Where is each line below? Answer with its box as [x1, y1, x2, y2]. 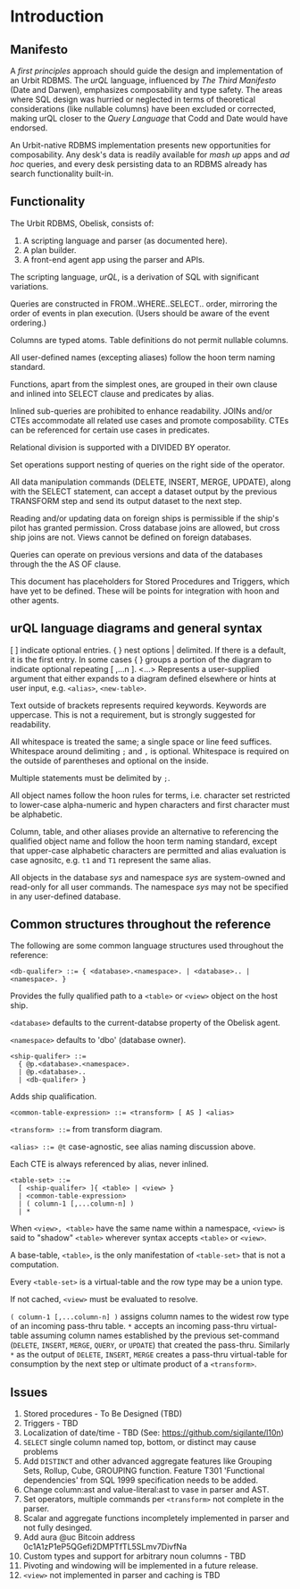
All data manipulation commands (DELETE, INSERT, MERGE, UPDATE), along [10, 476, 291, 487]
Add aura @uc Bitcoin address [22, 1532, 136, 1543]
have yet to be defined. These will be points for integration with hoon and [10, 585, 279, 596]
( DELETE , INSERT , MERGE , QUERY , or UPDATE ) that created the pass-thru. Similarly [10, 1340, 290, 1350]
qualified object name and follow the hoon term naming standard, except [10, 836, 278, 846]
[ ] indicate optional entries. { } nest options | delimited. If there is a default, [10, 644, 287, 655]
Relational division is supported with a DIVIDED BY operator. [10, 441, 231, 452]
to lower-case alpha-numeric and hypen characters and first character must [10, 799, 290, 810]
